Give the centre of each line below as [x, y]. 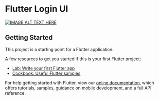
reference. [15, 93]
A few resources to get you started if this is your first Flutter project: [73, 59]
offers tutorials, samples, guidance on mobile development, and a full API [78, 88]
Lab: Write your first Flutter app [44, 68]
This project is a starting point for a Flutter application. [59, 49]
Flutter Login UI [36, 9]
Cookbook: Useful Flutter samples [46, 73]
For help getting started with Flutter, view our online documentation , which [80, 83]
